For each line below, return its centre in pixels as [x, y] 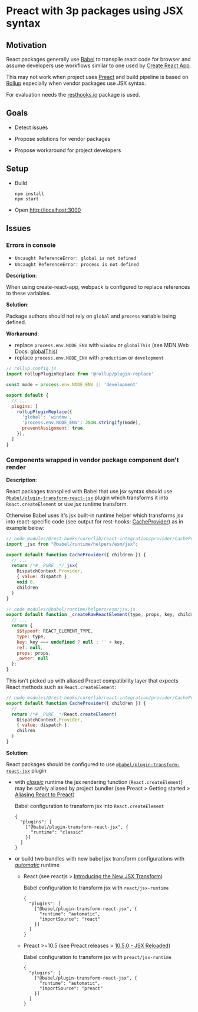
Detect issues [31, 127]
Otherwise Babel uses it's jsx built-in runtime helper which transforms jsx [95, 515]
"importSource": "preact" [71, 988]
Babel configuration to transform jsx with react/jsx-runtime [96, 888]
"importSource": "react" [70, 919]
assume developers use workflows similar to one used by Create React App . [99, 65]
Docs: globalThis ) [36, 351]
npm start [27, 199]
